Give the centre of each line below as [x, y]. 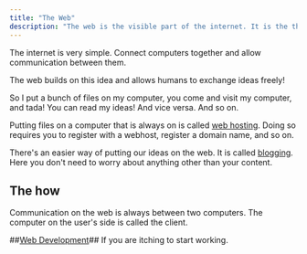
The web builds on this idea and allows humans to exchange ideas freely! [147, 79]
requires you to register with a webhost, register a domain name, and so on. [152, 134]
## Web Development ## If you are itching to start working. [119, 240]
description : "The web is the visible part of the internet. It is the [148, 26]
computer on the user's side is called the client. [99, 222]
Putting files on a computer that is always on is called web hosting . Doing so [153, 125]
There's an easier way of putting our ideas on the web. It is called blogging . [152, 153]
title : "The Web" [42, 18]
